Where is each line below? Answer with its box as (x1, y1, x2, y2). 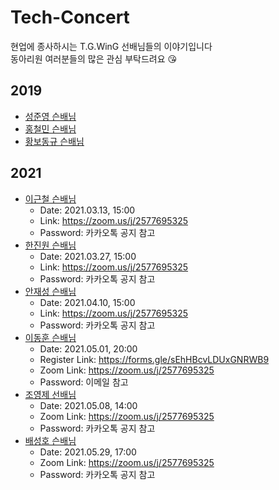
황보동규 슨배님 (24, 135, 85, 147)
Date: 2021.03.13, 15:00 (39, 204, 136, 216)
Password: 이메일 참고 (39, 376, 129, 388)
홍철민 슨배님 (24, 122, 77, 135)
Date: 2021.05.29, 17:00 (39, 446, 137, 458)
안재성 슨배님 (24, 285, 77, 297)
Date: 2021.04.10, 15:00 (39, 296, 136, 308)
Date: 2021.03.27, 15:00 (39, 250, 137, 262)
